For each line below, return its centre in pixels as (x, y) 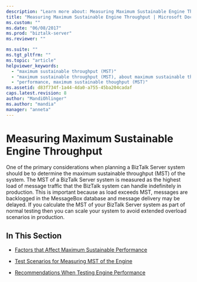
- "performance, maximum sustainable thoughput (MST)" (80, 82)
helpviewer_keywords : (33, 66)
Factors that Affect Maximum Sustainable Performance (81, 250)
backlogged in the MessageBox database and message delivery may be (93, 199)
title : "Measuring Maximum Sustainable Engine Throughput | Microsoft (94, 17)
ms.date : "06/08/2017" (34, 28)
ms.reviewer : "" (26, 39)
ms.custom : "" (23, 22)
